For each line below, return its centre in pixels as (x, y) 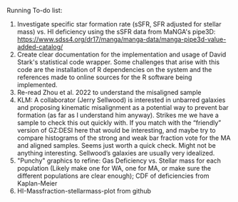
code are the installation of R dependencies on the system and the (114, 70)
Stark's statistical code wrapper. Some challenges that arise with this (118, 62)
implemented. (37, 85)
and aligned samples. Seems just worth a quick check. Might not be (117, 145)
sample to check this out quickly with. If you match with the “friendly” (119, 123)
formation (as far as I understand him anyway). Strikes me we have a (118, 115)
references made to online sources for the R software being (104, 77)
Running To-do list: (35, 10)
